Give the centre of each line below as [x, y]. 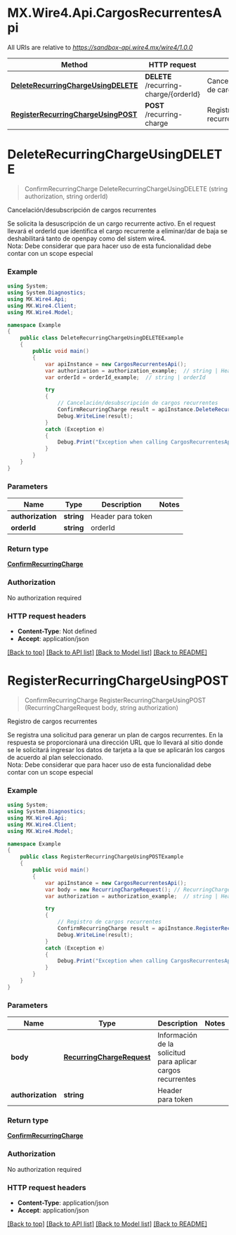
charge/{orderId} [172, 94]
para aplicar [177, 1061]
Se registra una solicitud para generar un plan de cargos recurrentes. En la [115, 735]
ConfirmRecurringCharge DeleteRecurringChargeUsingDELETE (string [126, 188]
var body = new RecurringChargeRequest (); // [112, 890]
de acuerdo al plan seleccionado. [55, 757]
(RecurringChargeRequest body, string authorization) [101, 707]
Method [74, 65]
